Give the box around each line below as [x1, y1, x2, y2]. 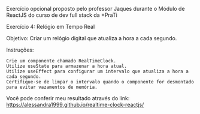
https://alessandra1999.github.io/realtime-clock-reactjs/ [6, 101, 144, 108]
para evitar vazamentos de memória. [6, 84, 98, 90]
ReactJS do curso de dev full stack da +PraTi [6, 11, 118, 19]
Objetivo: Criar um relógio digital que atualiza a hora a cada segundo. [6, 35, 177, 41]
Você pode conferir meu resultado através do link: [6, 95, 130, 101]
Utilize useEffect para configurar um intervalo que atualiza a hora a [6, 68, 189, 74]
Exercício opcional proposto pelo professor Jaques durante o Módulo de [6, 5, 185, 12]
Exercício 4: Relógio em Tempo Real [6, 23, 95, 30]
